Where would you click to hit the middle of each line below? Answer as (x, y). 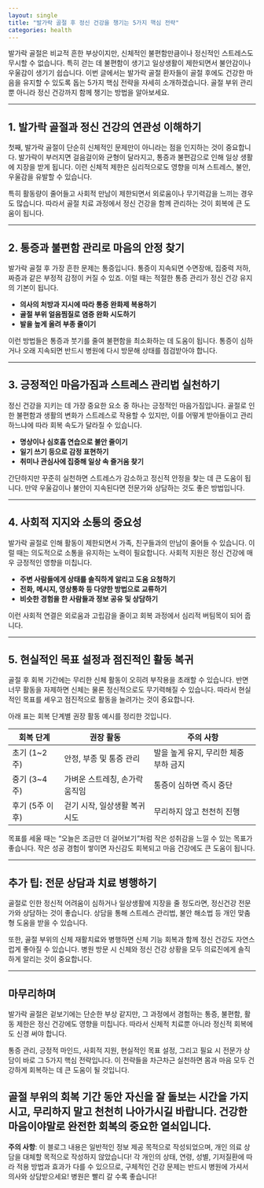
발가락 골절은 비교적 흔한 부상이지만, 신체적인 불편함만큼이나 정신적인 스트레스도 (131, 53)
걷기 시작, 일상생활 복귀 (104, 806)
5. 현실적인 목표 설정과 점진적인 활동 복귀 (101, 660)
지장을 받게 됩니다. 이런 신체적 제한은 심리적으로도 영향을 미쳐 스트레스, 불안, (134, 167)
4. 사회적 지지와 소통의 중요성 (75, 523)
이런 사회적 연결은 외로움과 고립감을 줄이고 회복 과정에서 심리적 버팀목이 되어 (126, 615)
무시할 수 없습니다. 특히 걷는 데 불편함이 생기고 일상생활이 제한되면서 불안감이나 (130, 63)
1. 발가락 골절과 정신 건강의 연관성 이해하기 (105, 127)
